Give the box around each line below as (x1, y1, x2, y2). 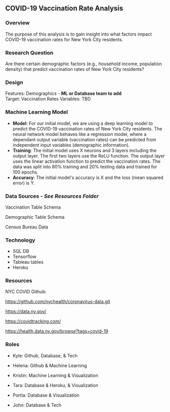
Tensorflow (12, 253, 37, 260)
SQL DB (12, 248, 29, 254)
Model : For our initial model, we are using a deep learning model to (12, 120, 153, 126)
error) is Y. (12, 179, 35, 186)
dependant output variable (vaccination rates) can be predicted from (12, 136, 156, 142)
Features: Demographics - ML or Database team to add (5, 90, 122, 96)
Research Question (5, 49, 54, 56)
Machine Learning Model (5, 109, 68, 116)
